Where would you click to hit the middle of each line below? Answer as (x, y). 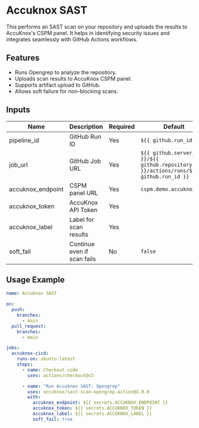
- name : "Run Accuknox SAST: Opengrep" (71, 386)
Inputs (18, 110)
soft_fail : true (52, 419)
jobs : (13, 348)
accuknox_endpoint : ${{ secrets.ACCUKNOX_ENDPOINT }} (100, 403)
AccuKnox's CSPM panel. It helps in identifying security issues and (88, 33)
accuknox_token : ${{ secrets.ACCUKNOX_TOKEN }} (92, 408)
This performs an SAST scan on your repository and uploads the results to (97, 27)
